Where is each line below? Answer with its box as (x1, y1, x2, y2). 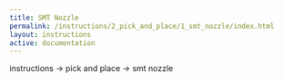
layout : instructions (9, 30, 92, 39)
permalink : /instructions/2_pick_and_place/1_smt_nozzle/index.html (9, 22, 275, 31)
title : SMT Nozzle (9, 13, 79, 23)
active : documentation (9, 38, 96, 48)
